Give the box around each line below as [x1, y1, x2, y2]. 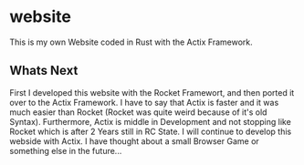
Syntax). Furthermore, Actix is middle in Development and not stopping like [9, 116, 292, 127]
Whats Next [9, 63, 79, 78]
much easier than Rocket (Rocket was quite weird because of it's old [9, 107, 267, 118]
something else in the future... [9, 145, 122, 156]
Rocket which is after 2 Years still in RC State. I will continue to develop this [9, 126, 292, 137]
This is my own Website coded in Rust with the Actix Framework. [9, 36, 253, 47]
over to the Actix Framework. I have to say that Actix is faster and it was [9, 97, 279, 108]
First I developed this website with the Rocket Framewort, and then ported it [9, 87, 295, 98]
